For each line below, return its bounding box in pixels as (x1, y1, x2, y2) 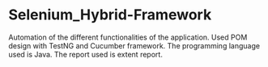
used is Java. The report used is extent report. (8, 49, 164, 59)
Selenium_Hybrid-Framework (8, 6, 212, 24)
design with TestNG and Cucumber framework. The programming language (8, 40, 261, 50)
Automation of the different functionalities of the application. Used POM (8, 32, 248, 42)
